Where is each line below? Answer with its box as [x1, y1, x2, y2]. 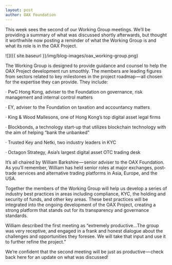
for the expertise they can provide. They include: [5, 79, 109, 85]
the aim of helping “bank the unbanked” [5, 129, 90, 136]
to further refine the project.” [5, 238, 66, 245]
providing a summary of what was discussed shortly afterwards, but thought [5, 32, 167, 38]
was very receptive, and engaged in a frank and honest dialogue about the [5, 228, 163, 234]
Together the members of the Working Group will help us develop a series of [5, 185, 167, 191]
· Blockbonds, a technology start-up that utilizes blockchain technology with [5, 124, 166, 130]
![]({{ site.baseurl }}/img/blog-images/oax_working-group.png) [5, 52, 139, 59]
